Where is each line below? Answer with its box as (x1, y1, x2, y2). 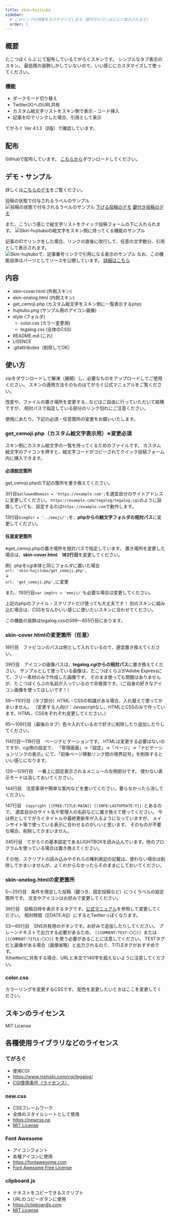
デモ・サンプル (5, 172, 52, 181)
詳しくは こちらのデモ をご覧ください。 (5, 187, 85, 193)
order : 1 (10, 21, 28, 27)
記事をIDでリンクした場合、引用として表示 (12, 114, 102, 121)
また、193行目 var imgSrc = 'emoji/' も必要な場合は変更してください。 (5, 589, 154, 596)
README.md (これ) (12, 333, 53, 339)
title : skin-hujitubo (5, 7, 51, 13)
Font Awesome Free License (12, 1165, 72, 1171)
